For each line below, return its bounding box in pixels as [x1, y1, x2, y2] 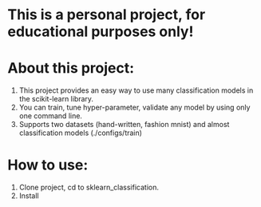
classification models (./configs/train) [18, 128, 143, 137]
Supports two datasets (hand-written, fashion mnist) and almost [18, 120, 230, 129]
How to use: [7, 156, 89, 174]
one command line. [18, 111, 83, 121]
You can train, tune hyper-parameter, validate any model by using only [18, 102, 251, 113]
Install [18, 191, 39, 201]
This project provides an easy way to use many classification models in [18, 86, 254, 95]
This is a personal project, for [7, 6, 206, 24]
